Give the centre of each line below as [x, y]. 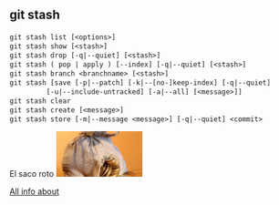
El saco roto [32, 174]
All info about [34, 191]
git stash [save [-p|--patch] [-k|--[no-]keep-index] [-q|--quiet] [140, 82]
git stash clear [40, 101]
